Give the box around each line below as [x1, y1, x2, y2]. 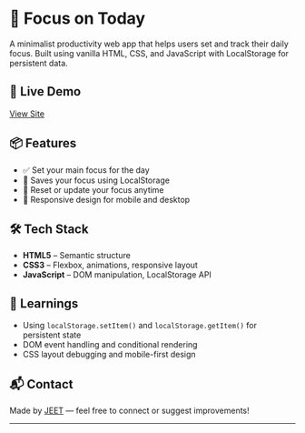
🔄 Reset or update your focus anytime [22, 184, 165, 195]
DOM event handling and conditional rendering [22, 339, 198, 350]
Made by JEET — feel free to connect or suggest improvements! [9, 405, 250, 416]
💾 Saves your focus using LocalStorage [22, 175, 171, 186]
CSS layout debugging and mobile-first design [22, 349, 197, 360]
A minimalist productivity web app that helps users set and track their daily [9, 38, 289, 49]
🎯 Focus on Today [9, 8, 146, 29]
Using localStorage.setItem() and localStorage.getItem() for [22, 320, 257, 331]
